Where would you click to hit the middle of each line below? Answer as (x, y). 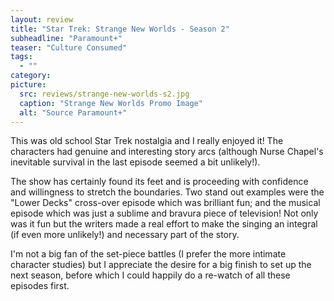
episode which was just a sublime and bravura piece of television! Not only (164, 213)
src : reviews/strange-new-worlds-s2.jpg (104, 94)
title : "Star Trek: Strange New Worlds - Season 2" (120, 29)
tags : (21, 57)
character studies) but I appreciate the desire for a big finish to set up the (161, 265)
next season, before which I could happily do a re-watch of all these (150, 275)
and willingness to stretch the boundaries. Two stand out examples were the (167, 192)
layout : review (42, 19)
